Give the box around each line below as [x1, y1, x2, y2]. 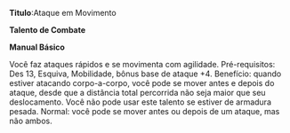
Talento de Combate [9, 25, 86, 35]
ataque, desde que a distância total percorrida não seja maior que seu [9, 88, 266, 98]
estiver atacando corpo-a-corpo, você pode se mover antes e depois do [9, 78, 275, 88]
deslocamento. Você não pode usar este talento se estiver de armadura [9, 97, 272, 107]
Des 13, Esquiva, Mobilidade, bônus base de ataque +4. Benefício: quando [9, 68, 282, 79]
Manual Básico [9, 42, 65, 52]
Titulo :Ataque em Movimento [9, 8, 117, 18]
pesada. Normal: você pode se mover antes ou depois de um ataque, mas [9, 106, 280, 116]
